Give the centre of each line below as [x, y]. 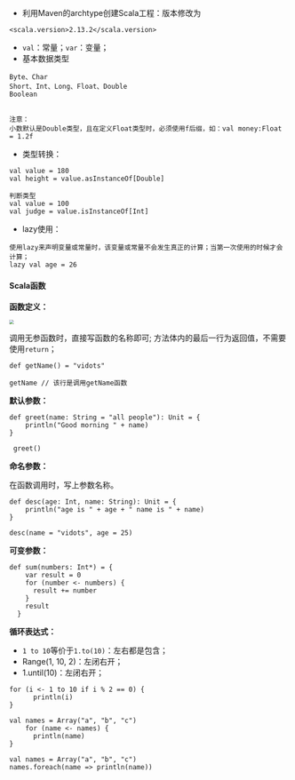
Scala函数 [28, 285]
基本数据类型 [45, 59]
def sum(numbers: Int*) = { [61, 568]
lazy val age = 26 [43, 265]
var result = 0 [53, 576]
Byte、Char [29, 77]
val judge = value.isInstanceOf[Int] [79, 211]
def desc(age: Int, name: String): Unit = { [93, 502]
